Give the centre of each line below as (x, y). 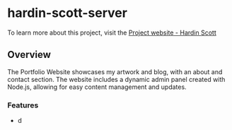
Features (23, 105)
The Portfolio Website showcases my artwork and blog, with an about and (115, 71)
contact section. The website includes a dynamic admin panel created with (116, 79)
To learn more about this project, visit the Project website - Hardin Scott (112, 32)
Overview (29, 55)
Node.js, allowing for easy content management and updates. (97, 87)
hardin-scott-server (67, 13)
